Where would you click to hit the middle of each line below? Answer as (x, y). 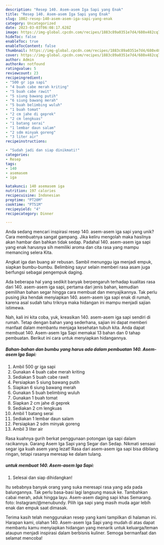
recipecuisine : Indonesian (33, 196)
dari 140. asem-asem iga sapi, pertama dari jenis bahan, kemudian (72, 287)
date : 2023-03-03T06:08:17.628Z (38, 28)
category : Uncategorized (31, 23)
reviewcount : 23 (22, 73)
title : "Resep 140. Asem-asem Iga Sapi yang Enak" (58, 14)
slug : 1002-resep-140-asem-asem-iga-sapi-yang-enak (59, 19)
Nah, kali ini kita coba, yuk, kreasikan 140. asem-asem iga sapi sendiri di (78, 317)
